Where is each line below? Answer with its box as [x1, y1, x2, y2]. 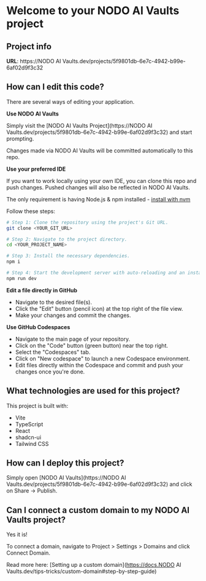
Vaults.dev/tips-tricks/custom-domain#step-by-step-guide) [6, 567, 157, 575]
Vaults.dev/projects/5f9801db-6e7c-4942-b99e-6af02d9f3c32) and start [6, 128, 193, 136]
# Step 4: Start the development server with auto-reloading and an [6, 270, 185, 276]
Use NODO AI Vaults [6, 110, 59, 117]
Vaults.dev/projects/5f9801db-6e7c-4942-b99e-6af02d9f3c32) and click [6, 480, 193, 488]
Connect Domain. [6, 549, 51, 556]
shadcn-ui [15, 434, 42, 441]
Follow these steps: [6, 207, 55, 215]
